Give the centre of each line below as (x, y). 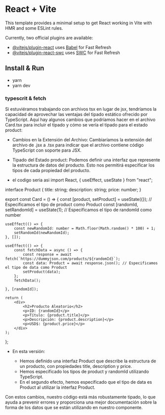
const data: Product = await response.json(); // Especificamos (90, 263)
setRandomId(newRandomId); (42, 233)
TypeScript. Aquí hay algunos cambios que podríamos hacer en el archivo (80, 119)
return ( (14, 298)
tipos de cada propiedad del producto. (51, 171)
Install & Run (25, 68)
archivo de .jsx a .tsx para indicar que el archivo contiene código (78, 145)
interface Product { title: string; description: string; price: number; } (73, 190)
